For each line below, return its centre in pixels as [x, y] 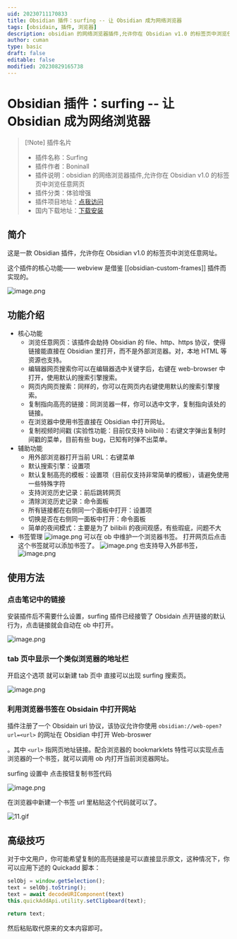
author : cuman [28, 40]
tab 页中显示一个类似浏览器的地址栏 [68, 658]
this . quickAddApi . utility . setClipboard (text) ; [77, 901]
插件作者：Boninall [62, 166]
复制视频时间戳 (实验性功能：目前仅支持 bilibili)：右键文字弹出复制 [124, 431]
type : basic [25, 47]
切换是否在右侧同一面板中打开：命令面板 [87, 519]
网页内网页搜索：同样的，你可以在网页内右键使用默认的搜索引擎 [121, 387]
